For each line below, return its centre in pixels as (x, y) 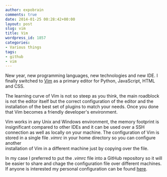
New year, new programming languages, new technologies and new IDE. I (81, 75)
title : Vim (17, 33)
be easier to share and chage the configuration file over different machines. (83, 163)
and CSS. (15, 86)
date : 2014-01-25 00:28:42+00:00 (40, 19)
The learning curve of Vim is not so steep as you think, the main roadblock (82, 96)
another (13, 143)
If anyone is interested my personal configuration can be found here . (76, 169)
